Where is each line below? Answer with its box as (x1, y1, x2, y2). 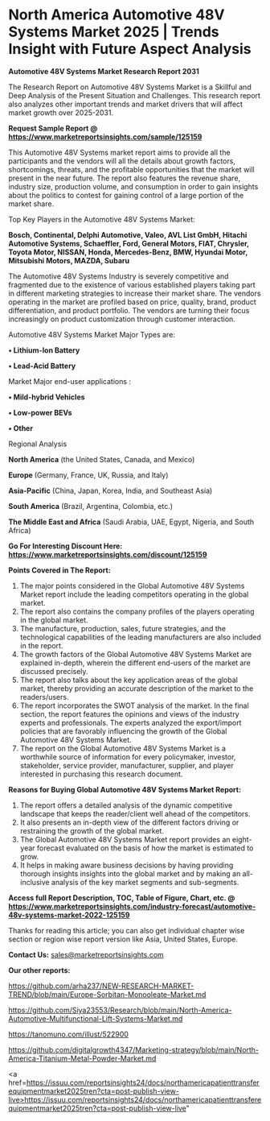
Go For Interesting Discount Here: (8, 541, 123, 551)
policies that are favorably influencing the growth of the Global (19, 726, 227, 736)
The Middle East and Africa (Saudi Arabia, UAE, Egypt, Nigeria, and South (8, 517, 255, 527)
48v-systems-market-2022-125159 (8, 910, 130, 920)
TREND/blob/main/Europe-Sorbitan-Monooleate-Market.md (8, 989, 207, 999)
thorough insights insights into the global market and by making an (19, 868, 241, 879)
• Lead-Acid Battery (8, 361, 76, 370)
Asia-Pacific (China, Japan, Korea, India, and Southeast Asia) (8, 486, 213, 495)
